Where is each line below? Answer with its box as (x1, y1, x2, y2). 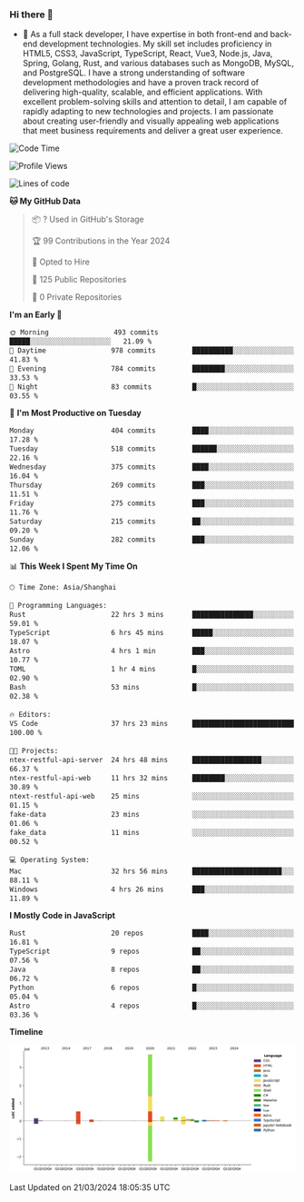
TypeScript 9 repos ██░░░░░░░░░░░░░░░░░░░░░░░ (9, 947, 295, 957)
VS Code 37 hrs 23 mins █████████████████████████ (9, 720, 295, 729)
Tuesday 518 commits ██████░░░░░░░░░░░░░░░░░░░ (9, 444, 295, 453)
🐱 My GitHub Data (9, 195, 82, 207)
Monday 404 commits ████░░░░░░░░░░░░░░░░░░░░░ (9, 426, 295, 435)
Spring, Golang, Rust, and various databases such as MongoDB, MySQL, (22, 58, 295, 69)
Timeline (9, 1027, 44, 1038)
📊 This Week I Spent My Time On (9, 561, 138, 571)
